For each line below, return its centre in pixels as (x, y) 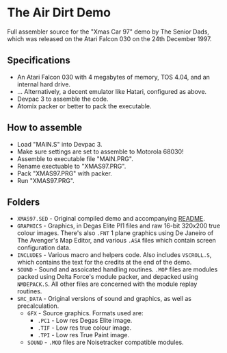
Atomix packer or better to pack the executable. (84, 106)
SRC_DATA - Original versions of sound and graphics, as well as (104, 299)
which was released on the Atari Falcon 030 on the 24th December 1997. (109, 38)
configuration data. (44, 247)
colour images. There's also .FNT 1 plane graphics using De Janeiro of (115, 233)
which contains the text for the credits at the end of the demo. (104, 263)
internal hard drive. (43, 84)
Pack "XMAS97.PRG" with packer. (65, 173)
